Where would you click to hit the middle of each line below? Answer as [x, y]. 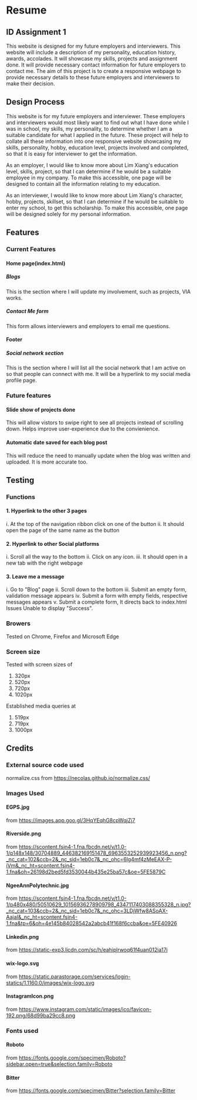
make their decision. [30, 84]
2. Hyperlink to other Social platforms [53, 544]
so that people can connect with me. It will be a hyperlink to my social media [98, 374]
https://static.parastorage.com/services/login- [74, 976]
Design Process [35, 102]
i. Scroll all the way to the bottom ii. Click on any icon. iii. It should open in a [97, 557]
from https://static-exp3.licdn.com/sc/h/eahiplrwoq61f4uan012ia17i [87, 950]
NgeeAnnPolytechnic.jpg [38, 885]
